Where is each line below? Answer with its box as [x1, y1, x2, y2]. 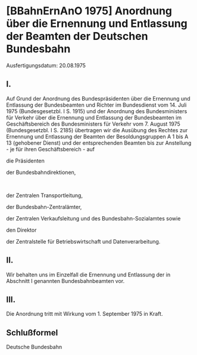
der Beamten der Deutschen [6, 30, 148, 43]
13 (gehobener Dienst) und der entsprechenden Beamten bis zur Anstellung [6, 139, 192, 147]
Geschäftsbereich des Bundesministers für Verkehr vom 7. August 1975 [6, 120, 180, 127]
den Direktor [6, 226, 37, 233]
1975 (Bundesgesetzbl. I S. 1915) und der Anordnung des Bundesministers [6, 107, 187, 114]
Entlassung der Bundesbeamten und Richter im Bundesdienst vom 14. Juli [6, 101, 187, 108]
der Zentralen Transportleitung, [6, 192, 83, 199]
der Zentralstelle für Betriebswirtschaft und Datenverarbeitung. [6, 238, 161, 245]
